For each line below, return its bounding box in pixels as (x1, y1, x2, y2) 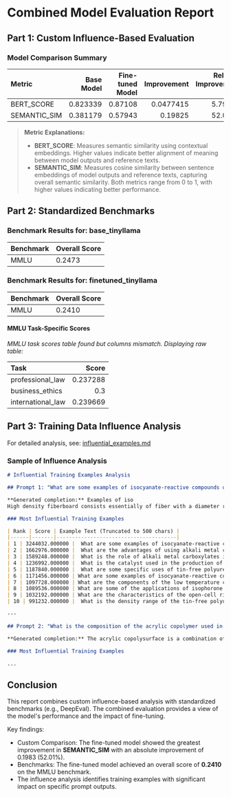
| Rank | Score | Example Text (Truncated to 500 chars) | (7, 527, 180, 534)
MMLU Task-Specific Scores (7, 325, 91, 333)
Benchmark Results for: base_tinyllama (7, 226, 141, 235)
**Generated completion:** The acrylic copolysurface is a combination (7, 635, 217, 642)
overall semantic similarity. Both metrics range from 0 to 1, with (34, 177, 213, 186)
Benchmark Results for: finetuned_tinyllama (7, 276, 158, 285)
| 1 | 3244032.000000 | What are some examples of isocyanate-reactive (7, 541, 220, 547)
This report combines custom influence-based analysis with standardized (7, 697, 216, 706)
